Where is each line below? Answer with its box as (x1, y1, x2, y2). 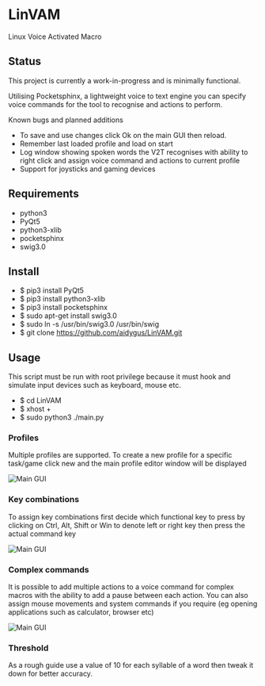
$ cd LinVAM (19, 396, 62, 405)
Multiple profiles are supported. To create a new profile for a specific (8, 450, 233, 460)
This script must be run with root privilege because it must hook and (8, 372, 231, 381)
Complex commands (8, 564, 89, 575)
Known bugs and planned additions (8, 115, 124, 125)
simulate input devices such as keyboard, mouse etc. (8, 381, 182, 390)
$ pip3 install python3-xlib (19, 294, 105, 304)
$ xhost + (19, 404, 51, 414)
